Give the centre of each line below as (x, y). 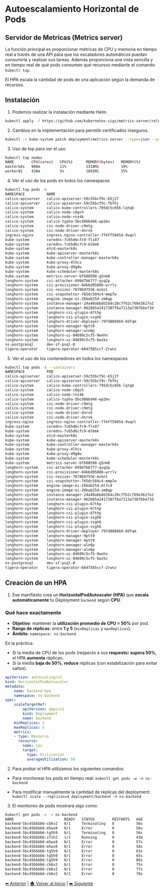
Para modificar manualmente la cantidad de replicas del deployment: (81, 792)
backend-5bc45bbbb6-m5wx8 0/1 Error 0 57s (74, 842)
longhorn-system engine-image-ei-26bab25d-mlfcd (59, 486)
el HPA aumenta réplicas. (38, 658)
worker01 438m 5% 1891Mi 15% (66, 171)
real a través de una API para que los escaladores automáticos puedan (76, 54)
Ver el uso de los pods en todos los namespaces (61, 181)
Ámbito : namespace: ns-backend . (44, 634)
